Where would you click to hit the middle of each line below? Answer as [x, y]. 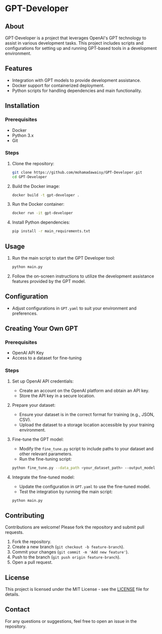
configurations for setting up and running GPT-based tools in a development [81, 48]
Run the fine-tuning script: [45, 459]
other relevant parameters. [46, 454]
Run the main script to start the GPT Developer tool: [63, 258]
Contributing [25, 516]
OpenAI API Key [28, 353]
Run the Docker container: [38, 204]
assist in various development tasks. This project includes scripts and [74, 43]
